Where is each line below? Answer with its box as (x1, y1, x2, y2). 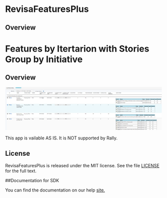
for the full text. (5, 168, 37, 174)
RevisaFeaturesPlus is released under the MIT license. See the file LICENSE (5, 162, 160, 168)
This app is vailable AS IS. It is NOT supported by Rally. (5, 135, 118, 141)
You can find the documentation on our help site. (5, 187, 105, 193)
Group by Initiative (5, 54, 83, 65)
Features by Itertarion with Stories (5, 43, 150, 54)
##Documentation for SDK (5, 177, 60, 183)
